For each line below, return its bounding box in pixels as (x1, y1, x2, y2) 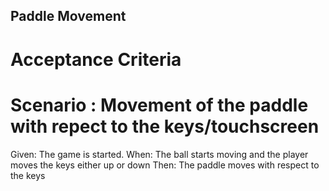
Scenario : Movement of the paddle (10, 94, 309, 116)
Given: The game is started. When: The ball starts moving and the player (10, 148, 309, 160)
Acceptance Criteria (10, 48, 182, 71)
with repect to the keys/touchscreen (10, 115, 320, 138)
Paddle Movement (10, 8, 127, 25)
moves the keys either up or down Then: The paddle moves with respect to (10, 159, 320, 171)
